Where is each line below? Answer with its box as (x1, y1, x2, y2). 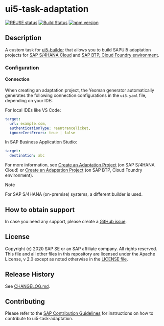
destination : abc (9, 153, 45, 158)
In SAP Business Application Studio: (5, 139, 77, 145)
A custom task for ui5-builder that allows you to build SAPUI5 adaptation (5, 47, 151, 52)
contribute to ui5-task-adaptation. (5, 316, 73, 322)
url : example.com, (9, 121, 47, 126)
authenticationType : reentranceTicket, (9, 126, 91, 131)
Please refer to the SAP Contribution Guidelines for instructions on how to (5, 310, 154, 316)
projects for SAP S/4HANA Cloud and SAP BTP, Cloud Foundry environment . (5, 52, 160, 58)
